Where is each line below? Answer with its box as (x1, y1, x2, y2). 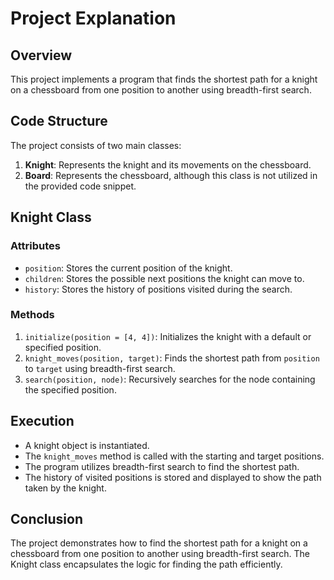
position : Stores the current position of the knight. (24, 262, 233, 274)
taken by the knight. (24, 482, 107, 494)
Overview (10, 47, 73, 64)
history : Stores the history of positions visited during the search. (24, 283, 293, 295)
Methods (10, 308, 55, 322)
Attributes (10, 239, 61, 253)
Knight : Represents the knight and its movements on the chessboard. (24, 158, 312, 171)
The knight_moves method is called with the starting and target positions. (24, 450, 325, 462)
